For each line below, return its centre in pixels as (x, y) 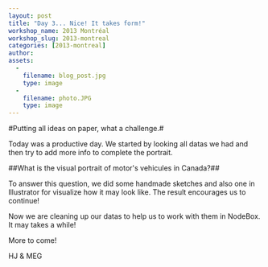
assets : (21, 61)
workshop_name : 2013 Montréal (59, 31)
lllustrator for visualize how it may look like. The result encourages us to (127, 192)
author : (21, 53)
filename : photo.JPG (57, 98)
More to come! (33, 240)
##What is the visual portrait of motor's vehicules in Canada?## (114, 168)
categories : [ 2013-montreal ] (57, 46)
